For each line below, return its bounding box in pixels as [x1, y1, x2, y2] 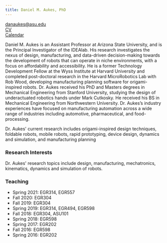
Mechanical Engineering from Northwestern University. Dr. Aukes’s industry [5, 100, 161, 106]
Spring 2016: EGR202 [12, 232, 57, 238]
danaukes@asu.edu [5, 21, 46, 27]
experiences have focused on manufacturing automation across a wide [5, 105, 152, 111]
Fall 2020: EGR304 [12, 195, 52, 201]
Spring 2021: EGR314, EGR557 [12, 189, 75, 195]
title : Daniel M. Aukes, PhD [5, 7, 66, 13]
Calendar [5, 32, 24, 38]
